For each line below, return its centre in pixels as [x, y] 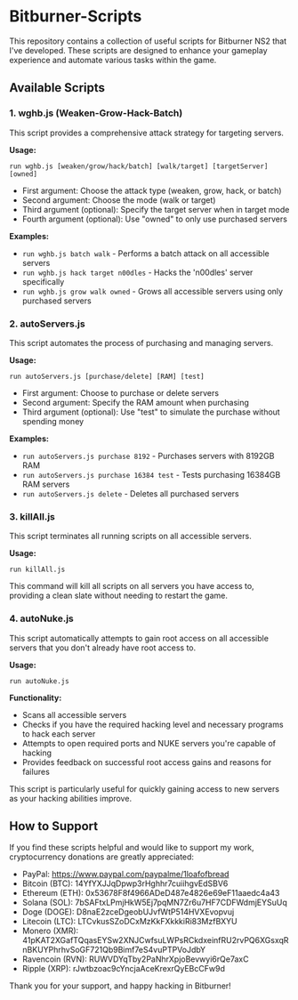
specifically [43, 281]
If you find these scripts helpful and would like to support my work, [132, 848]
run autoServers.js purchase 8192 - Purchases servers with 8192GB [148, 456]
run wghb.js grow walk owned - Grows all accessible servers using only [152, 291]
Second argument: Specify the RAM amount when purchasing [135, 402]
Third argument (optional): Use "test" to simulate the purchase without [151, 412]
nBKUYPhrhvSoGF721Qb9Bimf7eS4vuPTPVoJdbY [114, 950]
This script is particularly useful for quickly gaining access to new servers [145, 788]
